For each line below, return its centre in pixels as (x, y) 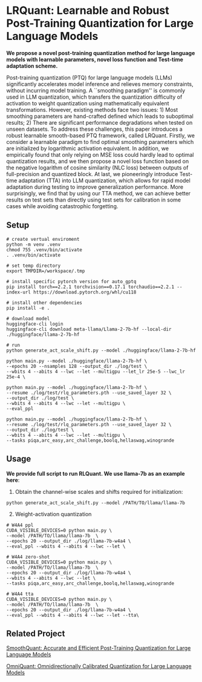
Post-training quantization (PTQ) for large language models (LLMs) (89, 77)
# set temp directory (34, 266)
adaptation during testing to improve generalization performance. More (95, 187)
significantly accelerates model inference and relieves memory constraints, (100, 84)
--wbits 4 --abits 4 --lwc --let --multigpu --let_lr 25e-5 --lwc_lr (96, 372)
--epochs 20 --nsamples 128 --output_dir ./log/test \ (77, 366)
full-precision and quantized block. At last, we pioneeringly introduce (92, 174)
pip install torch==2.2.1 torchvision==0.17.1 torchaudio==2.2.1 (90, 287)
